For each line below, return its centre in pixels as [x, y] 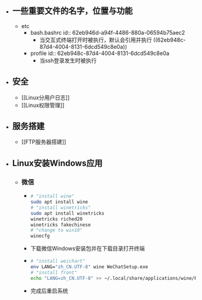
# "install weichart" [58, 262]
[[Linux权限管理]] [43, 105]
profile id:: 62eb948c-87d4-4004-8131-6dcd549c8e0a [100, 53]
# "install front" [54, 273]
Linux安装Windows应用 [57, 163]
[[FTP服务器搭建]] [44, 142]
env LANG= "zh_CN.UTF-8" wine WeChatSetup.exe [89, 267]
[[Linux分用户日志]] [45, 97]
